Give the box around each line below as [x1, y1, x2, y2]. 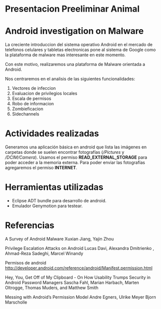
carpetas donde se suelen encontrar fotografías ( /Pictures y [5, 149, 125, 155]
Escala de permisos [12, 96, 52, 101]
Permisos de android [5, 260, 47, 265]
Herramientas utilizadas [5, 182, 104, 193]
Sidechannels [12, 111, 40, 117]
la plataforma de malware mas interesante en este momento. [5, 52, 126, 58]
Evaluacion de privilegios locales [12, 91, 77, 97]
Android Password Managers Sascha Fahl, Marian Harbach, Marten [5, 279, 139, 285]
